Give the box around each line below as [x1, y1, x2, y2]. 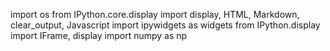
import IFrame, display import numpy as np [10, 30, 188, 41]
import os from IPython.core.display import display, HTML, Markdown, [10, 9, 300, 20]
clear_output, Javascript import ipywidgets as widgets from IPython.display [10, 19, 321, 31]
